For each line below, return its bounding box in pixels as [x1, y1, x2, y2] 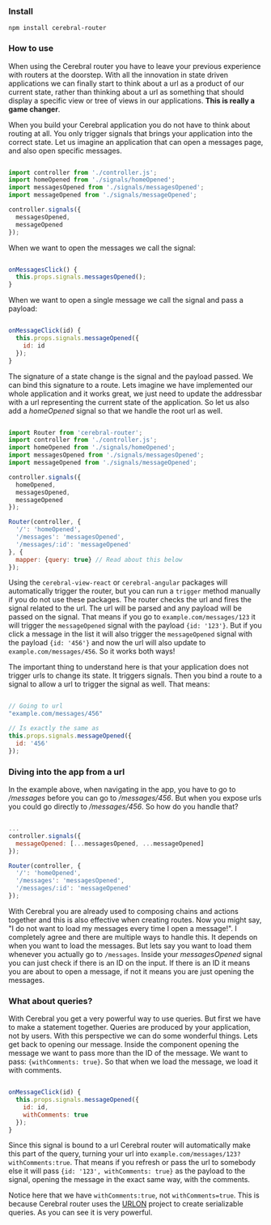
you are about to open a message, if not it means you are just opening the [8, 966, 255, 976]
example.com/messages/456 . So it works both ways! [8, 646, 176, 657]
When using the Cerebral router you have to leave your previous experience [8, 61, 261, 70]
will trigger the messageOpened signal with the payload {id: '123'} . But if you [8, 621, 262, 631]
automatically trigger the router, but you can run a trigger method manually [8, 586, 261, 596]
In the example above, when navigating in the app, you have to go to [8, 785, 236, 794]
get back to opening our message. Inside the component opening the [8, 1040, 239, 1049]
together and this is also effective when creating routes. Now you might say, [8, 915, 262, 925]
